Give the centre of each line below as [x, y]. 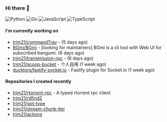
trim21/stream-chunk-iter [39, 109]
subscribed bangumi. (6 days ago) [48, 53]
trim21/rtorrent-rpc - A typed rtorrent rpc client [61, 93]
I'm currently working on [32, 30]
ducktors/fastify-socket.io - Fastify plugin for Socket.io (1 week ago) [83, 70]
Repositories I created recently [38, 82]
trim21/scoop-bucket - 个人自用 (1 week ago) [59, 64]
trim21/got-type [29, 103]
